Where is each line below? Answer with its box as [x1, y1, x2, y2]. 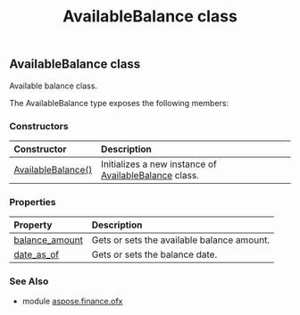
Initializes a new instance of [101, 158, 217, 170]
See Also [9, 275, 49, 287]
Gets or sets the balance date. [91, 248, 218, 261]
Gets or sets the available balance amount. [91, 234, 271, 246]
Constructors [9, 120, 69, 132]
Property [13, 219, 53, 231]
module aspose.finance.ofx [21, 295, 123, 306]
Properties [9, 195, 56, 208]
